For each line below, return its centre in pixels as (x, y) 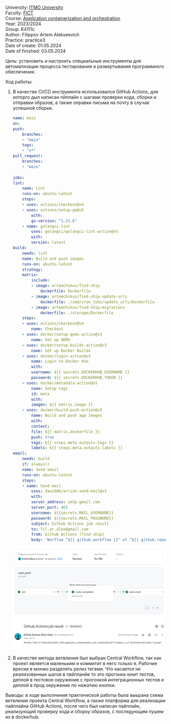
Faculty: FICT (19, 13)
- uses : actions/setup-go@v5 (53, 210)
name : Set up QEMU (51, 340)
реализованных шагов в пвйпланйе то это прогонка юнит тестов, (84, 674)
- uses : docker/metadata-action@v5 (60, 383)
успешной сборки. (33, 108)
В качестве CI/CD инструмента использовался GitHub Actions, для (85, 92)
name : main (24, 118)
